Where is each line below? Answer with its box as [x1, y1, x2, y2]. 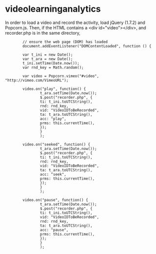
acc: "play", [39, 116, 67, 121]
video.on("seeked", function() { [22, 142, 91, 147]
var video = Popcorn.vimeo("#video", [22, 73, 99, 79]
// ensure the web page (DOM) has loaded [22, 39, 108, 44]
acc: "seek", [39, 172, 67, 177]
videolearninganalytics [5, 3, 101, 15]
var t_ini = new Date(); [22, 52, 73, 57]
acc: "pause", [39, 227, 69, 233]
